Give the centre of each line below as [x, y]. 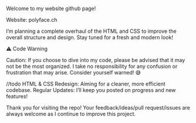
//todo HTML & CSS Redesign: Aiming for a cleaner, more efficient [86, 84]
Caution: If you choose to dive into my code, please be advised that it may [96, 60]
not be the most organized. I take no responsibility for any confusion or [92, 66]
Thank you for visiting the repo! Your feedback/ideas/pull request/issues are [98, 107]
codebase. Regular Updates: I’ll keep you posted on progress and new [91, 90]
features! [17, 96]
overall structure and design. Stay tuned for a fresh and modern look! [89, 37]
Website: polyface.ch [32, 20]
